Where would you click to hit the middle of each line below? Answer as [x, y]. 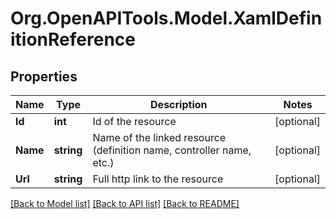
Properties [44, 76]
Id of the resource [134, 121]
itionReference [73, 39]
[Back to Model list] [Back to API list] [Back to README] [125, 203]
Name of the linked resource [159, 137]
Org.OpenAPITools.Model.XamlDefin [166, 18]
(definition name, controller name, [172, 150]
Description [179, 104]
